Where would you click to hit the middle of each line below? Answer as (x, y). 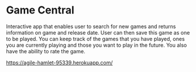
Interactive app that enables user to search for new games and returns (91, 26)
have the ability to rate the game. (46, 51)
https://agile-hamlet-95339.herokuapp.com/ (59, 63)
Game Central (40, 10)
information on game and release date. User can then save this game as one (98, 32)
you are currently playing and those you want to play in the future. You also (97, 45)
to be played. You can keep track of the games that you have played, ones (96, 39)
